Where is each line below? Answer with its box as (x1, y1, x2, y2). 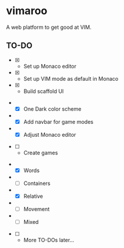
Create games (23, 149, 58, 156)
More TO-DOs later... (23, 237, 75, 244)
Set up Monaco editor (23, 62, 77, 70)
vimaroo (6, 4, 48, 18)
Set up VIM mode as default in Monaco (23, 75, 119, 82)
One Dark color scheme (23, 105, 81, 113)
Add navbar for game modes (23, 118, 93, 125)
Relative (23, 193, 43, 200)
